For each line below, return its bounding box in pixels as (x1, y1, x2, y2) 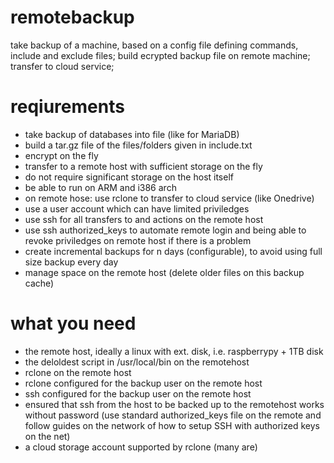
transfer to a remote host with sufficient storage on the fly (24, 160, 263, 172)
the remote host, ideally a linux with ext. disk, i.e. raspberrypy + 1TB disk (24, 345, 324, 357)
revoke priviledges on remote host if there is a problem (24, 234, 252, 246)
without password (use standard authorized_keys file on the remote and (24, 409, 322, 421)
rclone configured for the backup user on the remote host (24, 377, 263, 389)
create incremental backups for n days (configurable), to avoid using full (24, 245, 323, 257)
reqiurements (10, 96, 125, 118)
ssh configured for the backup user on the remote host (24, 387, 252, 400)
